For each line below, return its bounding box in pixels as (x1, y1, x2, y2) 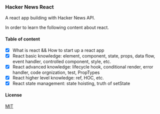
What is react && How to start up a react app (12, 47, 104, 53)
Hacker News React (5, 3, 54, 10)
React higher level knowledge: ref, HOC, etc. (12, 74, 104, 80)
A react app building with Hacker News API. (5, 15, 95, 21)
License (5, 92, 22, 98)
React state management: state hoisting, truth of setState (12, 80, 130, 86)
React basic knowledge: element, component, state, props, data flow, (12, 52, 155, 58)
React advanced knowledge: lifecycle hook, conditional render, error (12, 63, 153, 69)
